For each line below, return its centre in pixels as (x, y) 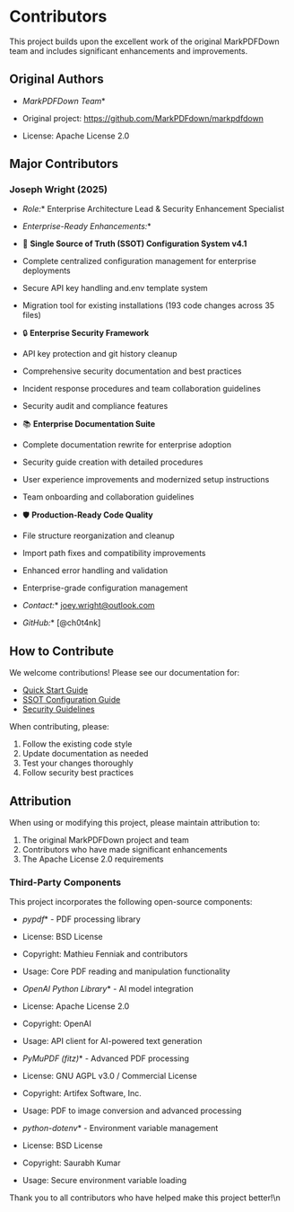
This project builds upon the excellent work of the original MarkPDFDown (144, 41)
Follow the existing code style (77, 744)
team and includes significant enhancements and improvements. (129, 50)
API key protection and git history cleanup (99, 354)
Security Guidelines (59, 709)
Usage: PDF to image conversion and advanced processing (132, 1110)
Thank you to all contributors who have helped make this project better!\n (145, 1198)
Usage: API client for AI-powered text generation (112, 1041)
